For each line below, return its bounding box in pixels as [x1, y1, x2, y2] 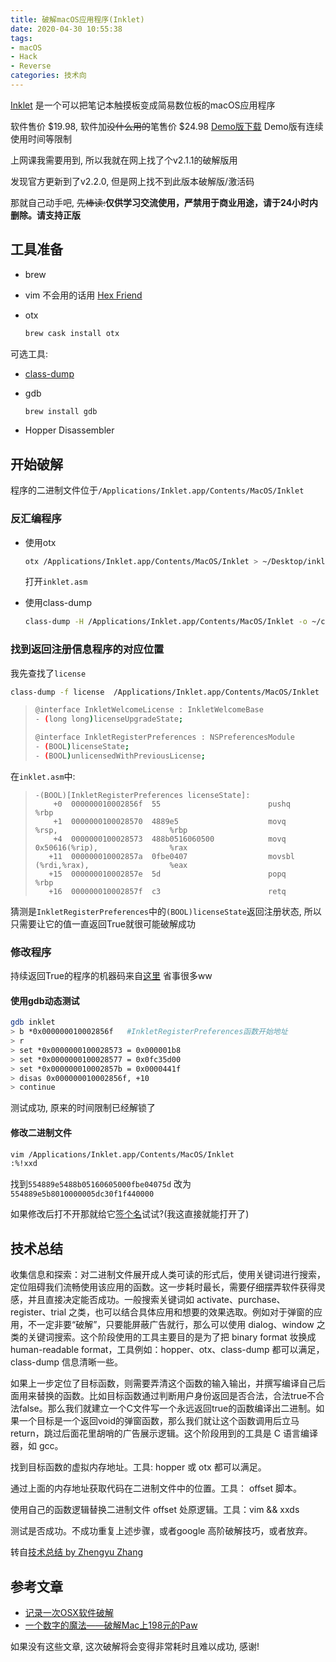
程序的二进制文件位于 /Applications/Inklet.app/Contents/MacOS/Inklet [10, 484, 305, 496]
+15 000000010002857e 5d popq [48, 869, 287, 879]
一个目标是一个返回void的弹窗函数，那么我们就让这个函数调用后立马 [18, 1415, 300, 1427]
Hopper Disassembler [24, 424, 115, 436]
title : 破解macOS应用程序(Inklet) [10, 14, 145, 25]
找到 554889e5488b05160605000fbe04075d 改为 [10, 1178, 192, 1190]
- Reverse [10, 61, 52, 71]
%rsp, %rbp [34, 825, 188, 835]
